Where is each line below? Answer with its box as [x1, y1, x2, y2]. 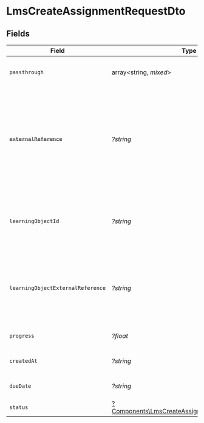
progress [9, 332, 35, 339]
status [9, 404, 29, 411]
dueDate [9, 383, 32, 390]
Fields [6, 29, 30, 39]
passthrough [9, 69, 44, 75]
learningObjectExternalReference [9, 284, 106, 291]
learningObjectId [9, 218, 59, 224]
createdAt [9, 357, 38, 364]
